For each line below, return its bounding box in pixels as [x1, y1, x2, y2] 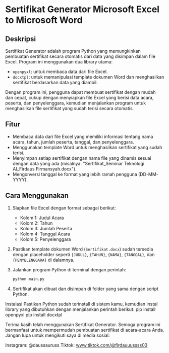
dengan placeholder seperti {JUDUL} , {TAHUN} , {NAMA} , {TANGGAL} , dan [12, 251, 155, 257]
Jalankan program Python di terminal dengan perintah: [12, 266, 126, 272]
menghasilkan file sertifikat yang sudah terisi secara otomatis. [5, 105, 134, 111]
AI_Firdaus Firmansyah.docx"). [12, 166, 77, 172]
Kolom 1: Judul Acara [20, 215, 64, 221]
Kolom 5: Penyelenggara [20, 236, 71, 242]
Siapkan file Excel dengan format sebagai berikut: [12, 204, 116, 211]
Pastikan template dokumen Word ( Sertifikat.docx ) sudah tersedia [12, 246, 153, 252]
